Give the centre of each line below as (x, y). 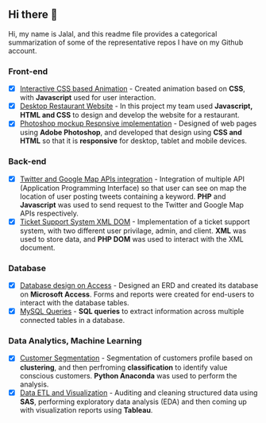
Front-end (28, 71)
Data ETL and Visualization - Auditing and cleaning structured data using (139, 392)
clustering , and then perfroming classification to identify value (123, 367)
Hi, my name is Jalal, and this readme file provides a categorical (113, 33)
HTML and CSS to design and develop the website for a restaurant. (129, 115)
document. (37, 247)
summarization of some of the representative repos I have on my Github (126, 42)
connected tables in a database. (72, 320)
